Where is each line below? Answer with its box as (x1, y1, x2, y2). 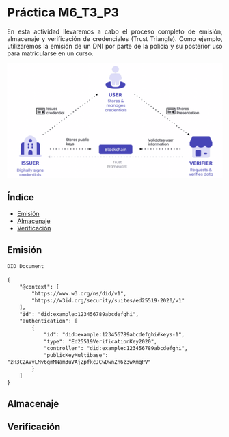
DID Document (7, 263, 44, 270)
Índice (7, 191, 34, 203)
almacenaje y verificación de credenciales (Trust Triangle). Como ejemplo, (7, 34, 223, 42)
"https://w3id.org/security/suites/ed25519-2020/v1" (31, 297, 185, 304)
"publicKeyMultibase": (43, 352, 109, 359)
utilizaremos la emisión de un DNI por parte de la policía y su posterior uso (7, 42, 223, 50)
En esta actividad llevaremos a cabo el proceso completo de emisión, (7, 27, 223, 36)
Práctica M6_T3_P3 (7, 5, 120, 21)
